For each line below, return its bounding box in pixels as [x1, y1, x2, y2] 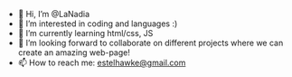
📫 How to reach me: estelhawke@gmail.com [17, 57, 186, 68]
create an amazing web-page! [17, 47, 131, 58]
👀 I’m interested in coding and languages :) [17, 18, 178, 29]
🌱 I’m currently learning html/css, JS [17, 28, 154, 38]
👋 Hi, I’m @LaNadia [17, 9, 90, 19]
